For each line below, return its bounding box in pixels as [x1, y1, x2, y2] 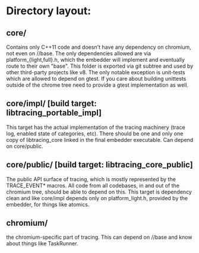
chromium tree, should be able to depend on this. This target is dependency [6, 188, 192, 195]
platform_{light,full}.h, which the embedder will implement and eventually [6, 56, 185, 63]
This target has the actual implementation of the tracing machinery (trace [6, 124, 185, 131]
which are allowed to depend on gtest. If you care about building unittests [6, 75, 187, 82]
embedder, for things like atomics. [6, 201, 90, 208]
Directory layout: [6, 4, 91, 18]
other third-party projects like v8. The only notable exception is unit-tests [6, 69, 185, 75]
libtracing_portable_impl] [6, 108, 102, 118]
